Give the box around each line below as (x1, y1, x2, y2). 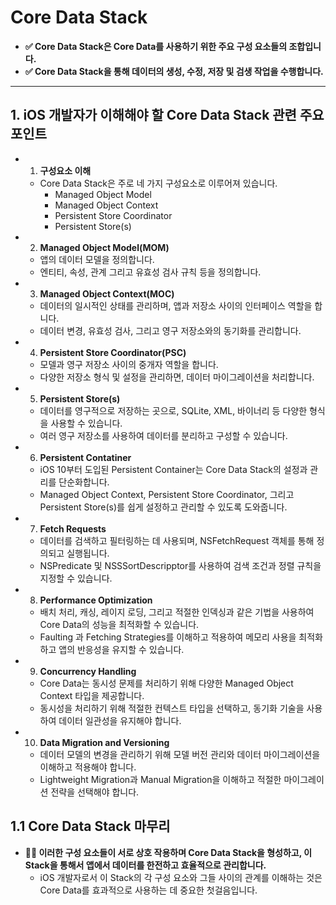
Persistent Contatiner (39, 451, 132, 463)
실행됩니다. (66, 547, 110, 559)
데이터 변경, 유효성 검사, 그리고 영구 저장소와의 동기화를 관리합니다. (39, 324, 302, 336)
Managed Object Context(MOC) (39, 287, 175, 300)
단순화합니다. (58, 476, 110, 488)
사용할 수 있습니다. (50, 417, 123, 429)
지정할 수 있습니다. (39, 572, 113, 584)
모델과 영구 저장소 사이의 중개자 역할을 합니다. (39, 358, 219, 370)
